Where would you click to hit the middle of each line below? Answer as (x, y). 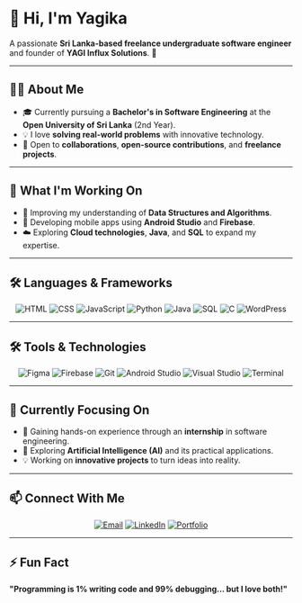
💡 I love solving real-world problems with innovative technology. (143, 134)
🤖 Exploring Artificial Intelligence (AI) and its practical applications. (148, 450)
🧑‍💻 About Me (47, 90)
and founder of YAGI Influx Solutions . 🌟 (83, 52)
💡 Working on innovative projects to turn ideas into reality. (131, 460)
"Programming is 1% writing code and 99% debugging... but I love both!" (148, 589)
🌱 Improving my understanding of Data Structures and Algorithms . (147, 212)
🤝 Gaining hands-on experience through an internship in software (145, 432)
